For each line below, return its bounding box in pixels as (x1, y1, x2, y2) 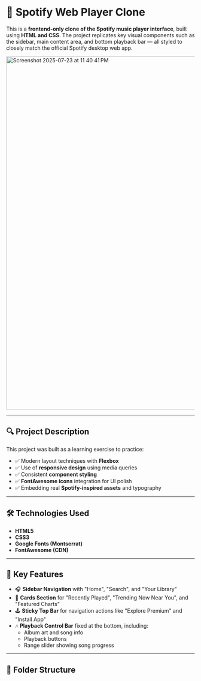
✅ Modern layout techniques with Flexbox (14, 457, 119, 464)
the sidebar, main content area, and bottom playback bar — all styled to (6, 38, 182, 45)
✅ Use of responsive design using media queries (14, 464, 138, 471)
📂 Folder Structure (6, 665, 76, 675)
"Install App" (14, 616, 47, 623)
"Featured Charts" (14, 601, 60, 608)
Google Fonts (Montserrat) (14, 540, 83, 547)
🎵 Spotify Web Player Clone (6, 5, 145, 19)
